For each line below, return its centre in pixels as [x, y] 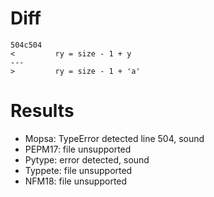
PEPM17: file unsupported [78, 149]
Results [42, 111]
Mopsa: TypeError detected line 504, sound [114, 138]
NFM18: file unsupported [76, 181]
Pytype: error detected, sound [87, 159]
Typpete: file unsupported [78, 170]
